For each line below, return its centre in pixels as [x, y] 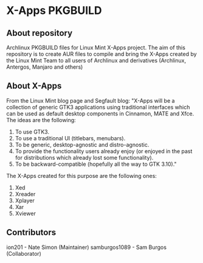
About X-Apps [34, 86]
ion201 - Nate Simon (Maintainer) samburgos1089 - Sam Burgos [87, 247]
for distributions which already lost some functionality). [84, 157]
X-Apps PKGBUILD [54, 11]
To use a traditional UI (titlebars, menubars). [70, 138]
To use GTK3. [32, 132]
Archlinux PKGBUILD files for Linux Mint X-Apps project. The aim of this [96, 47]
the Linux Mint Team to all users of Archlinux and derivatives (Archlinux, [96, 60]
